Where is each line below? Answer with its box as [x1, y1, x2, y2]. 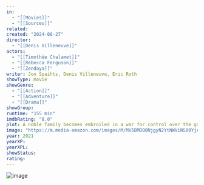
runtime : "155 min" [6, 110, 56, 116]
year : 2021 [6, 133, 34, 140]
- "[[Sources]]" [12, 20, 53, 26]
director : [6, 37, 32, 43]
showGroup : [6, 104, 34, 111]
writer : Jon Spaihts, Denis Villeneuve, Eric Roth [6, 71, 137, 77]
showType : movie [6, 76, 47, 82]
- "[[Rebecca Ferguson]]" [12, 59, 78, 66]
